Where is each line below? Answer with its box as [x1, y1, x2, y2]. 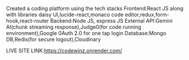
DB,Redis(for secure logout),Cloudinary [6, 36, 101, 43]
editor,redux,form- [124, 11, 170, 18]
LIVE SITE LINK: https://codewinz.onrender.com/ [6, 47, 122, 54]
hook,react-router [6, 17, 49, 24]
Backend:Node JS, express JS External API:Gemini [50, 17, 173, 24]
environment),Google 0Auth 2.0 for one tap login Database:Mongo [6, 30, 166, 37]
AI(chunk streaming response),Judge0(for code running [6, 23, 142, 30]
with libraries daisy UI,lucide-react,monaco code [6, 11, 124, 18]
